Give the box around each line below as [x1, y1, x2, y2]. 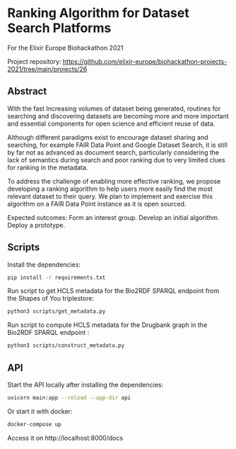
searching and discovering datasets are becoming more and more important [7, 111, 230, 120]
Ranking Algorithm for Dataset [7, 5, 189, 21]
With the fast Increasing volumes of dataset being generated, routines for [7, 104, 221, 113]
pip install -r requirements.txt [7, 274, 106, 281]
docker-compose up [7, 421, 61, 428]
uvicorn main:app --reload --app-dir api [7, 394, 131, 401]
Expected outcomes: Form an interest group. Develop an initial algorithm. [7, 213, 220, 221]
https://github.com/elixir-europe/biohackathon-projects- [62, 57, 228, 65]
